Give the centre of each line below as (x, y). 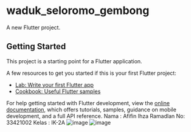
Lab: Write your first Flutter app (54, 85)
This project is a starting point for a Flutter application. (74, 61)
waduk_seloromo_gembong (78, 11)
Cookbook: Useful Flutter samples (58, 91)
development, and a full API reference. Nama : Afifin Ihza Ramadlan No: (96, 116)
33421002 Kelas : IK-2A (36, 122)
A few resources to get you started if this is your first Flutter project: (91, 73)
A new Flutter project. (33, 27)
